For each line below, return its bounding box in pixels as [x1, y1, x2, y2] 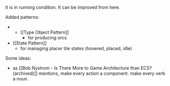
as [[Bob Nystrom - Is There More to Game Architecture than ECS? [12, 65, 152, 71]
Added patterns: [5, 14, 40, 20]
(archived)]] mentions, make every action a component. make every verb [12, 70, 165, 76]
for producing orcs [27, 35, 67, 40]
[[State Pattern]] [12, 40, 47, 46]
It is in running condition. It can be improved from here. [5, 5, 120, 10]
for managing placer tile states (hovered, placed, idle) [20, 46, 132, 51]
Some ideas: [5, 55, 31, 61]
